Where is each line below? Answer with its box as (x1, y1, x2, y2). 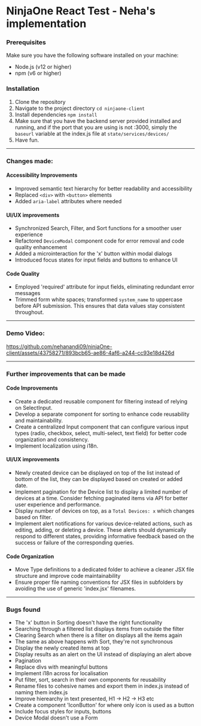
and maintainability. (14, 416, 63, 424)
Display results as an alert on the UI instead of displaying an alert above (14, 651, 192, 658)
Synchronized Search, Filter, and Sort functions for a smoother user (14, 225, 182, 232)
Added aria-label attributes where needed (14, 197, 122, 204)
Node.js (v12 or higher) (14, 63, 72, 71)
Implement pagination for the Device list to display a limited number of (14, 488, 188, 495)
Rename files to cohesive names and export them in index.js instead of (14, 682, 190, 690)
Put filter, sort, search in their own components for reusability (14, 676, 166, 684)
